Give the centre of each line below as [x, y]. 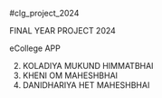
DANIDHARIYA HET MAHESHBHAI [86, 85]
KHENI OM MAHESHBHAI [70, 75]
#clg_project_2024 [44, 13]
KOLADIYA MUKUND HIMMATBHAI [88, 66]
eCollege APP [35, 48]
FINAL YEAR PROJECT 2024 [62, 30]
